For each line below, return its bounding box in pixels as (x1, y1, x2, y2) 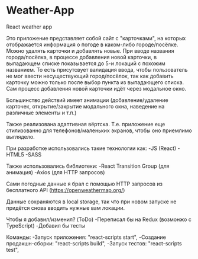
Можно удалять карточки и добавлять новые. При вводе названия (6, 47, 174, 54)
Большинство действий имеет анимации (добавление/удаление (6, 96, 168, 104)
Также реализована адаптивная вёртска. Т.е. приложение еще (6, 120, 165, 127)
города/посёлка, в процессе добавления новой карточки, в (6, 53, 157, 60)
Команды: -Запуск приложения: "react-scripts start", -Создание (6, 234, 167, 241)
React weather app (6, 23, 53, 30)
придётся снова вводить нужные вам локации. (6, 204, 125, 211)
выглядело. (6, 133, 35, 140)
